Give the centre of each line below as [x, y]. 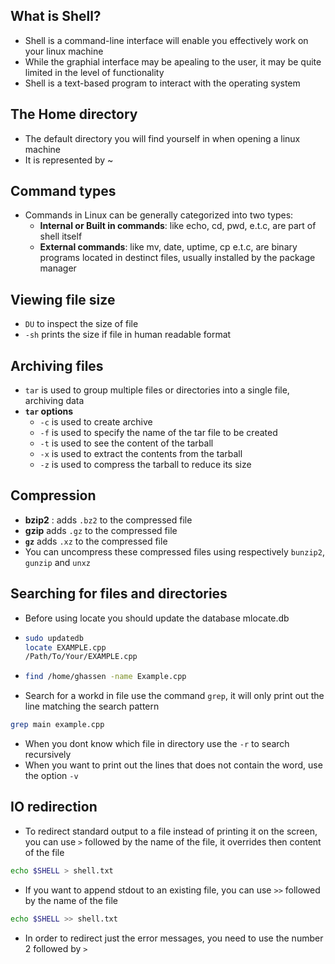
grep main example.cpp [57, 725]
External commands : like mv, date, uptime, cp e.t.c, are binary [168, 247]
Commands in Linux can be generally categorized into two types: [159, 215]
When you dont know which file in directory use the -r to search [157, 744]
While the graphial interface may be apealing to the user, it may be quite [173, 61]
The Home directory [74, 114]
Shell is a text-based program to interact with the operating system [162, 83]
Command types [63, 191]
